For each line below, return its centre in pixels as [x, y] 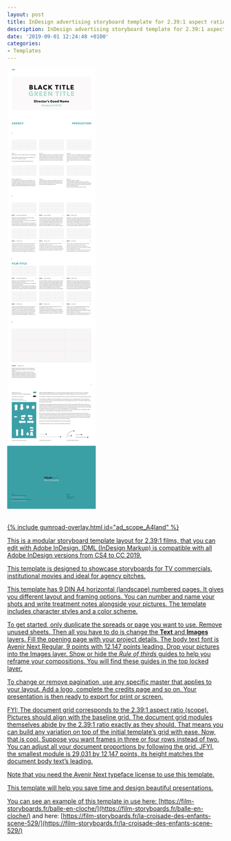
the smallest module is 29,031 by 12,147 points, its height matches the [106, 754]
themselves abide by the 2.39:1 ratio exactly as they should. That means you [115, 725]
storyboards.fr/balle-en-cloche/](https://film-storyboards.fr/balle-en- [106, 809]
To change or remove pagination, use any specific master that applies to [109, 682]
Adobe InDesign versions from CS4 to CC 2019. [75, 555]
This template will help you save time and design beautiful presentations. [110, 788]
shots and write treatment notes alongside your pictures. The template [107, 604]
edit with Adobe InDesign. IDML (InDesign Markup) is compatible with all [110, 548]
